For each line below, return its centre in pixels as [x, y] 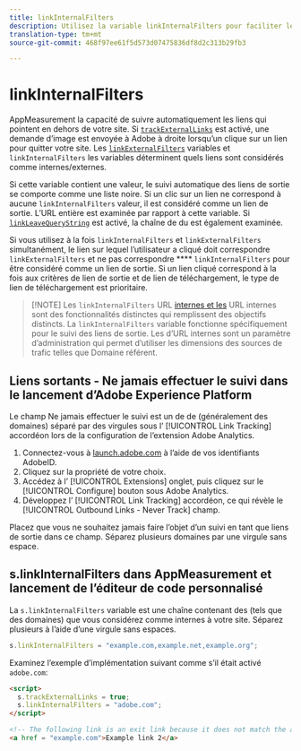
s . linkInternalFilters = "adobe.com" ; [90, 705]
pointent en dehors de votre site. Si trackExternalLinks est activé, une [139, 129]
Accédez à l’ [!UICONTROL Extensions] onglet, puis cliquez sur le [143, 481]
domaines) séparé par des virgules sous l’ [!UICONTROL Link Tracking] [140, 426]
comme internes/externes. [58, 168]
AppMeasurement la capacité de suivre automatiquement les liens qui [138, 120]
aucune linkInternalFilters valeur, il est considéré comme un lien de [139, 203]
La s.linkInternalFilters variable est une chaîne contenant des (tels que [146, 609]
